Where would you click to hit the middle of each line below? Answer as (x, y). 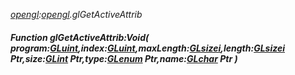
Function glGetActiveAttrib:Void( (80, 37)
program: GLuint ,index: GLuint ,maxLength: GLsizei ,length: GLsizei (147, 48)
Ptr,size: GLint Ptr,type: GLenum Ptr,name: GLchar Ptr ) (124, 58)
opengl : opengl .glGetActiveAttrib (76, 14)
